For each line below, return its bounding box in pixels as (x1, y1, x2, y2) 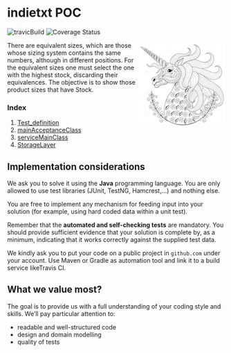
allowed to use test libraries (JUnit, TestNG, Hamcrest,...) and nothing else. (7, 187, 220, 195)
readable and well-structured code (17, 322, 116, 331)
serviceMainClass (17, 133, 68, 141)
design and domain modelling (17, 330, 102, 338)
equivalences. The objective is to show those (7, 78, 136, 86)
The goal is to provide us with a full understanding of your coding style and (7, 302, 221, 310)
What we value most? (7, 284, 102, 295)
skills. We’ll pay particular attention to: (7, 309, 115, 318)
